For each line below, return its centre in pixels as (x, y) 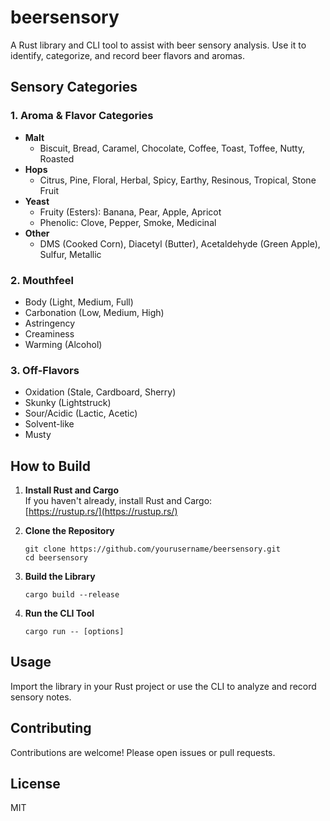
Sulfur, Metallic (70, 254)
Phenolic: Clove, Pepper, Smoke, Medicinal (128, 222)
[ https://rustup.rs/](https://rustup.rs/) (101, 512)
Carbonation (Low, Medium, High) (94, 312)
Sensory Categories (74, 87)
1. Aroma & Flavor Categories (82, 116)
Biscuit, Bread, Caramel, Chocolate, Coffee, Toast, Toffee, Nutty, (172, 148)
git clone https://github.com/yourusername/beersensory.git (152, 549)
